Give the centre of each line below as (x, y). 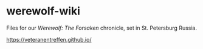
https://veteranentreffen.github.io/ (49, 39)
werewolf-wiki (43, 11)
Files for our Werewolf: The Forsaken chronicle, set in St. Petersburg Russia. (102, 28)
